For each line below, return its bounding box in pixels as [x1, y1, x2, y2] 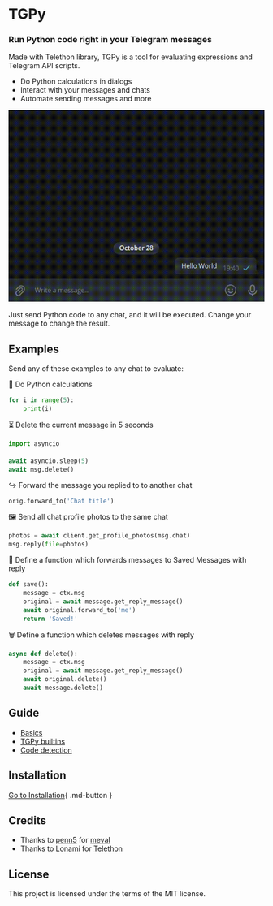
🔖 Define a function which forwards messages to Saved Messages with [8, 555, 247, 565]
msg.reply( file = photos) [8, 541, 89, 549]
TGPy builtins [19, 736, 66, 746]
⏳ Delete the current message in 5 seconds [8, 420, 154, 430]
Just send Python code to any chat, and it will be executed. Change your [8, 310, 252, 320]
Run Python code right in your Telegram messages [8, 34, 213, 45]
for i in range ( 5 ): [8, 396, 75, 404]
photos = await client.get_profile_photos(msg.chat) [8, 532, 191, 540]
